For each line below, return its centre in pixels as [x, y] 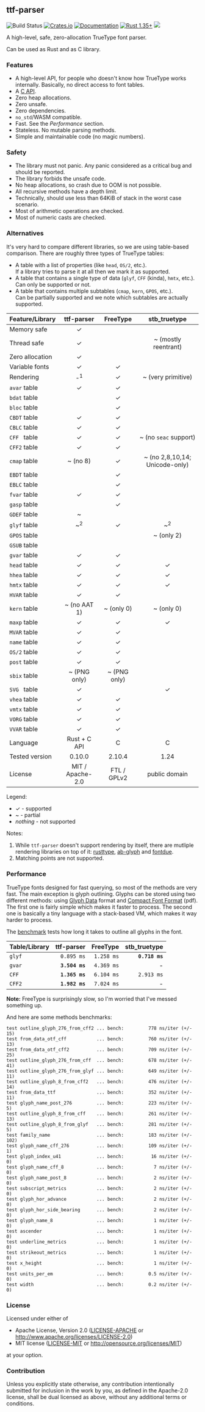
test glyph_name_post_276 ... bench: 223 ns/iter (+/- [99, 1103]
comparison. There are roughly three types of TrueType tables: [85, 253]
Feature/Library [33, 319]
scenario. [27, 204]
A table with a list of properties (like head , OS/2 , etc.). [81, 265]
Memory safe [28, 329]
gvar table [24, 555]
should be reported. [40, 172]
